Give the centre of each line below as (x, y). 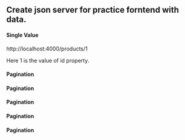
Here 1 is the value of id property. (48, 60)
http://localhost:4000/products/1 (47, 49)
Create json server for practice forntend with (93, 10)
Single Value (22, 35)
